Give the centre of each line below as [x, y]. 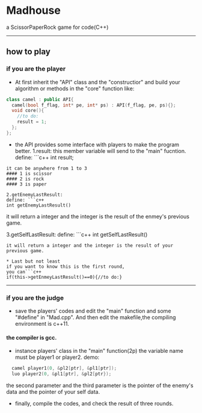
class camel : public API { [40, 99]
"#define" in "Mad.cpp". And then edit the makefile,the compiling [95, 317]
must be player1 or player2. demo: [57, 357]
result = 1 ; [32, 122]
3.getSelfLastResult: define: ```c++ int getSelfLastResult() [77, 234]
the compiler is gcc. [32, 337]
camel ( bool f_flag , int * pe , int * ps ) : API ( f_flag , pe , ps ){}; [94, 105]
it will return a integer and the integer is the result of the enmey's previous [98, 216]
